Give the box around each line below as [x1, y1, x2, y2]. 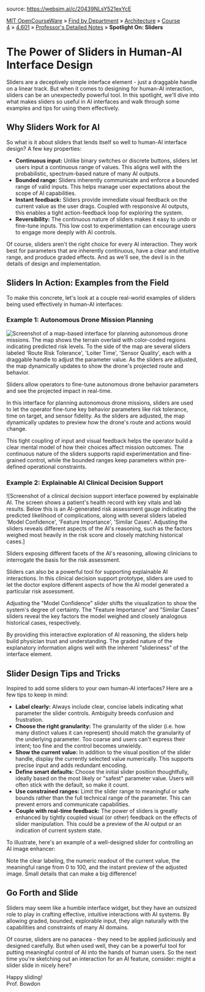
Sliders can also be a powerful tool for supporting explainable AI [6, 568, 168, 576]
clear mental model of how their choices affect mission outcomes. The [6, 443, 184, 451]
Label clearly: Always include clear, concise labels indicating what [15, 703, 184, 710]
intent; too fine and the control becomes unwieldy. [15, 742, 143, 749]
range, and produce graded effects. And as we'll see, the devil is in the [6, 253, 185, 261]
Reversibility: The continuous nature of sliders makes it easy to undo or [15, 215, 197, 223]
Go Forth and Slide [6, 888, 78, 898]
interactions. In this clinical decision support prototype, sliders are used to [6, 574, 193, 582]
